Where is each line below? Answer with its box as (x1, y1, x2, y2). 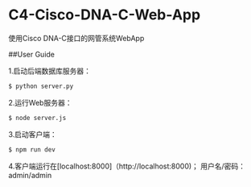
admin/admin (8, 170, 52, 180)
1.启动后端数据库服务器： (8, 66, 91, 76)
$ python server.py (8, 82, 74, 90)
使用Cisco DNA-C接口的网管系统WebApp (8, 33, 145, 43)
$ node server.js (8, 114, 67, 122)
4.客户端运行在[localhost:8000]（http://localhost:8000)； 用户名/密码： (8, 161, 246, 171)
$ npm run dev (8, 145, 56, 154)
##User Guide (8, 49, 55, 59)
